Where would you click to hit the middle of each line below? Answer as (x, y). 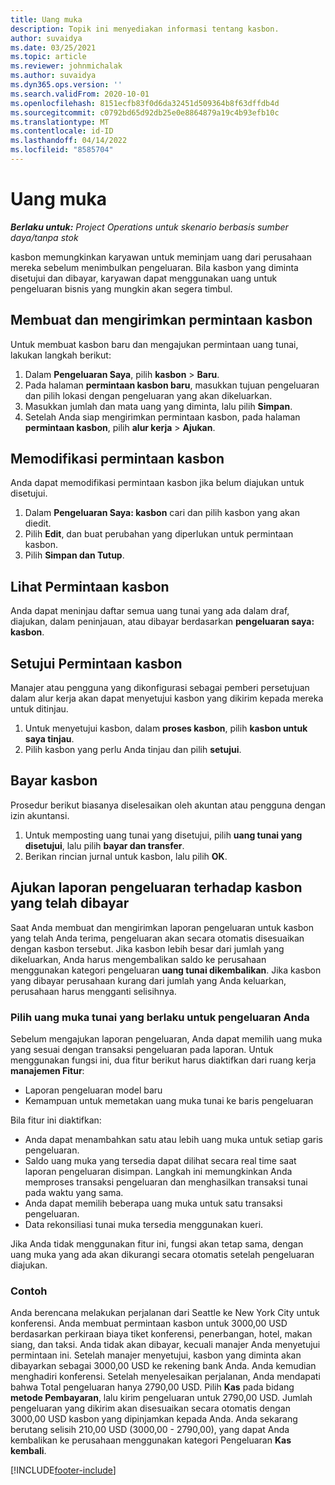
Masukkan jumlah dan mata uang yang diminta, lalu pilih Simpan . (158, 406)
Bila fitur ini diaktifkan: (56, 1120)
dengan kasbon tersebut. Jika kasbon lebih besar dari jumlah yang (147, 948)
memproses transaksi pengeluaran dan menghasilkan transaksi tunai (166, 1182)
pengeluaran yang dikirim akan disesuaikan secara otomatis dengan (150, 1408)
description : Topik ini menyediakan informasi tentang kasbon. (145, 29)
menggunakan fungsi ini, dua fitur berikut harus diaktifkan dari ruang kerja (163, 1060)
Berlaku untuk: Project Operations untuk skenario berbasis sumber (149, 227)
